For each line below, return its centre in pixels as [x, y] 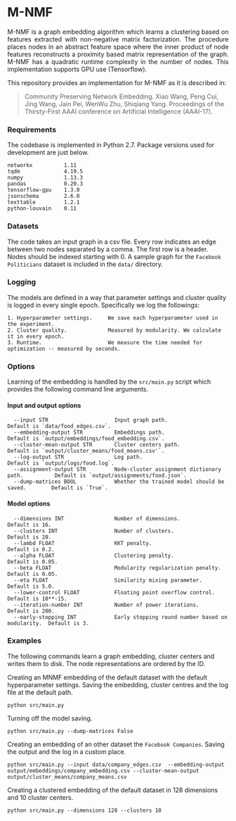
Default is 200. [31, 611]
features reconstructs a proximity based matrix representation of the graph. [118, 54]
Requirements [32, 130]
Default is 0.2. [31, 549]
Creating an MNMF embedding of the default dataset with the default [107, 677]
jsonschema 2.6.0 [44, 196]
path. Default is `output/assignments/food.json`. [97, 476]
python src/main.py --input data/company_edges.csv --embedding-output [116, 765]
